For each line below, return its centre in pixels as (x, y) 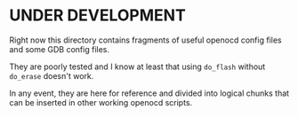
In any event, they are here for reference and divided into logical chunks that (149, 93)
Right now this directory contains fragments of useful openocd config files (145, 40)
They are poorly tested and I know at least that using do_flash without (137, 66)
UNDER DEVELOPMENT (98, 16)
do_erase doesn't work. (52, 75)
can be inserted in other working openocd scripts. (101, 102)
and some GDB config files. (59, 49)
